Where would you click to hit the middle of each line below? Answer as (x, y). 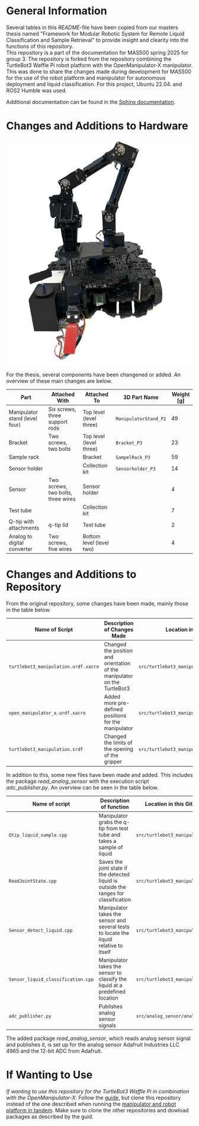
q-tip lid (58, 525)
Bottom (92, 536)
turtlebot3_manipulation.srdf (46, 750)
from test (117, 828)
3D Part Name (141, 397)
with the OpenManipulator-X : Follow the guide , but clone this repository (94, 1098)
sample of (111, 847)
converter (20, 549)
